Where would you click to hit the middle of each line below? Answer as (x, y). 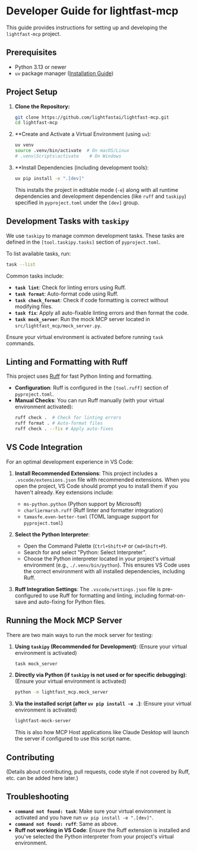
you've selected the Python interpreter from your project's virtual (94, 836)
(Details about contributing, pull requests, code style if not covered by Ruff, (98, 772)
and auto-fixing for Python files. (66, 602)
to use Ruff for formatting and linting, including (100, 595)
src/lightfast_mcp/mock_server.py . (58, 325)
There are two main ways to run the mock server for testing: (80, 635)
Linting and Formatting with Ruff (67, 362)
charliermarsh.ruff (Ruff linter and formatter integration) (93, 510)
